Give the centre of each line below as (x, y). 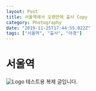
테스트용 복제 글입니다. (52, 82)
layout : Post (22, 11)
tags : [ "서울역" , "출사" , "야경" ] (44, 33)
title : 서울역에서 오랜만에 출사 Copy (47, 17)
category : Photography (34, 22)
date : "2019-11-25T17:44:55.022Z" (49, 28)
